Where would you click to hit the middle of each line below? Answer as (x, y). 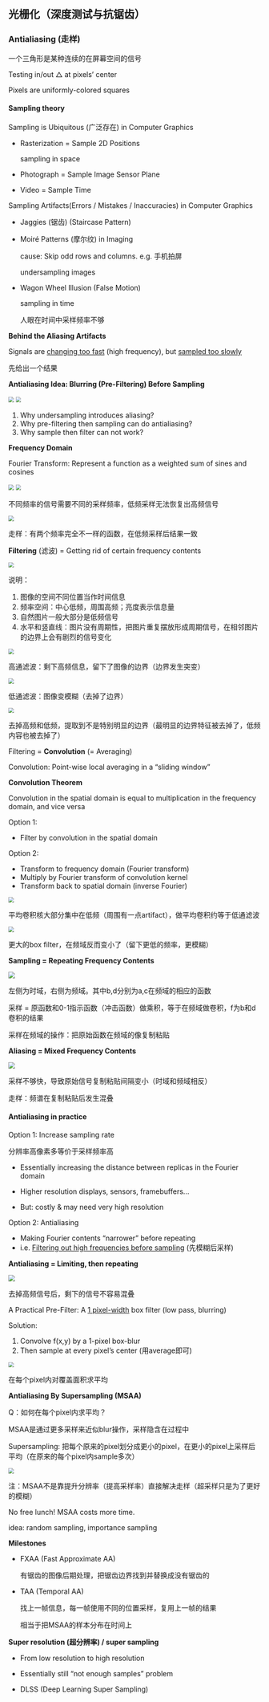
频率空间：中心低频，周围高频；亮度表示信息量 (97, 607)
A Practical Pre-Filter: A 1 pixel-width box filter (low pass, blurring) (117, 1309)
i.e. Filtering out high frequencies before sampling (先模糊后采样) (126, 1248)
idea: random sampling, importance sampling (83, 1527)
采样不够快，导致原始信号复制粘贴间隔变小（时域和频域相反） (110, 1081)
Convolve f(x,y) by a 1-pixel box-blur (80, 1341)
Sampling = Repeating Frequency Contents (81, 960)
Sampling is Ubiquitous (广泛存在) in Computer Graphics (101, 127)
